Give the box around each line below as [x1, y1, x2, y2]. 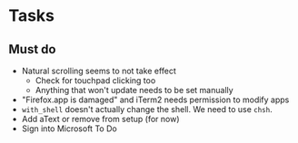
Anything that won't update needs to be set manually [35, 85, 233, 95]
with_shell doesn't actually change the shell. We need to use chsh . [21, 104, 273, 114]
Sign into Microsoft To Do [21, 123, 117, 134]
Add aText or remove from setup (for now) [21, 114, 180, 124]
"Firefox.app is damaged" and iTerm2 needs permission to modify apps [21, 94, 290, 105]
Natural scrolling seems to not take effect [21, 65, 176, 76]
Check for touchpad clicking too [35, 75, 156, 86]
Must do [8, 42, 56, 57]
